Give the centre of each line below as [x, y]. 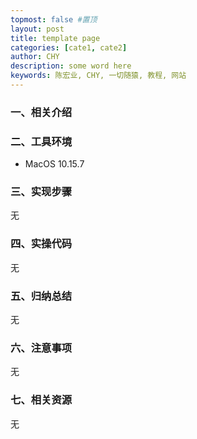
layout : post [37, 29]
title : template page [55, 38]
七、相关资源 [41, 400]
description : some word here [71, 66]
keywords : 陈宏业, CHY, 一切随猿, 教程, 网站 [98, 76]
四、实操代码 [41, 244]
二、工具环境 [41, 141]
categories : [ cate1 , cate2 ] [69, 47]
